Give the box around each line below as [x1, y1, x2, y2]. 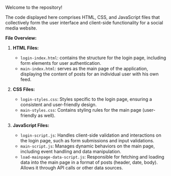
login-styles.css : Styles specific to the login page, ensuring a [20, 96, 152, 102]
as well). [37, 112, 56, 118]
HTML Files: [12, 45, 39, 51]
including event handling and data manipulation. [20, 148, 121, 155]
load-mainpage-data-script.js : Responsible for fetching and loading [20, 154, 164, 160]
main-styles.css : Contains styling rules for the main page [20, 107, 141, 113]
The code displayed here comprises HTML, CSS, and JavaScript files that [5, 14, 160, 20]
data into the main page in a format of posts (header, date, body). [20, 159, 158, 165]
